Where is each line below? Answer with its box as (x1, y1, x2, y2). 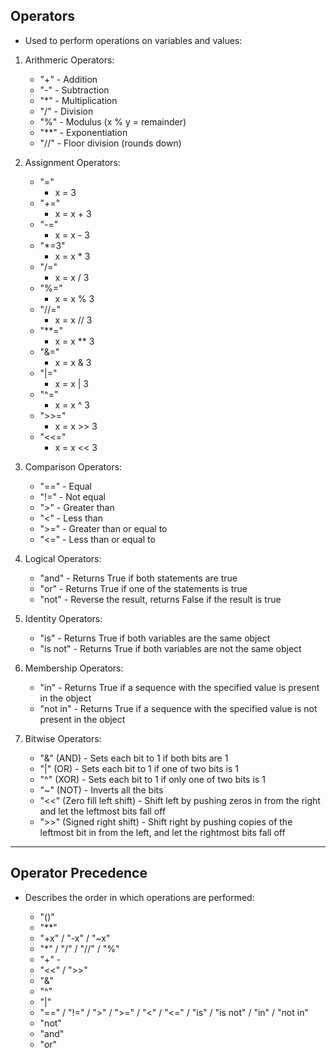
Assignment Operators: (24, 156, 121, 168)
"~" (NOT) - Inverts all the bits (39, 784, 164, 796)
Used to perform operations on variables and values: (24, 34, 243, 46)
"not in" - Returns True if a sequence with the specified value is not (39, 702, 318, 714)
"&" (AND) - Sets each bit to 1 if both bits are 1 (39, 752, 229, 764)
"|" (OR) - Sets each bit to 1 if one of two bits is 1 (39, 762, 239, 774)
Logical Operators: (24, 552, 102, 564)
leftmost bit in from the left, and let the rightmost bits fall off (39, 826, 286, 838)
